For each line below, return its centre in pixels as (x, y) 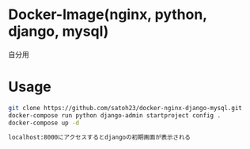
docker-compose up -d (44, 123)
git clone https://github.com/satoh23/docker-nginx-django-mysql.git (125, 108)
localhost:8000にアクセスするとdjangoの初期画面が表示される (100, 137)
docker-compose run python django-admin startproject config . (115, 115)
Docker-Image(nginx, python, (108, 15)
